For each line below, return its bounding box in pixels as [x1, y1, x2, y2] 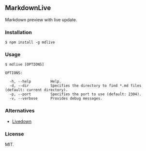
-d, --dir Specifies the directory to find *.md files [9, 84, 142, 88]
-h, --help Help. [9, 79, 62, 84]
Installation [5, 29, 32, 35]
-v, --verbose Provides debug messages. [9, 96, 103, 101]
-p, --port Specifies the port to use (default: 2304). [9, 92, 142, 97]
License [5, 131, 24, 137]
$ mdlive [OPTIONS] [5, 62, 44, 67]
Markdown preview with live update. [5, 17, 77, 22]
